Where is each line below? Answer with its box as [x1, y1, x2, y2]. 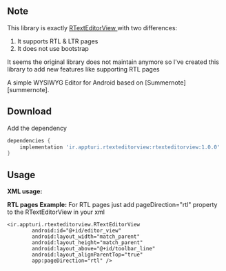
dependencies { [7, 137, 51, 144]
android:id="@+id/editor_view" [32, 227, 122, 235]
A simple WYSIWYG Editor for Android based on [7, 78, 143, 87]
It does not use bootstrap [17, 44, 90, 52]
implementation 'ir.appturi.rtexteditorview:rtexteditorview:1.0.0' [19, 144, 220, 151]
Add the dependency [7, 124, 68, 132]
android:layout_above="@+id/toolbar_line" [32, 246, 156, 252]
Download [7, 106, 52, 118]
